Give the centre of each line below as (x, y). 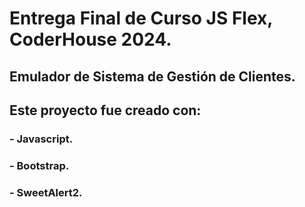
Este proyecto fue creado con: (105, 110)
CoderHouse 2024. (90, 39)
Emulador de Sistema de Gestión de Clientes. (152, 76)
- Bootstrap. (39, 165)
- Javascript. (41, 139)
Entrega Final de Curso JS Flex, (141, 18)
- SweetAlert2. (46, 192)
